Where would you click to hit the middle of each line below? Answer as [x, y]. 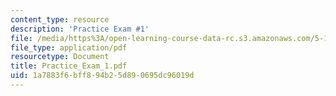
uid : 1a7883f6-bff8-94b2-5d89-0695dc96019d [102, 76]
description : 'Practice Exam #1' [80, 29]
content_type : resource [60, 19]
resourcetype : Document [60, 57]
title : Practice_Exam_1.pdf [69, 66]
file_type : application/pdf [69, 47]
